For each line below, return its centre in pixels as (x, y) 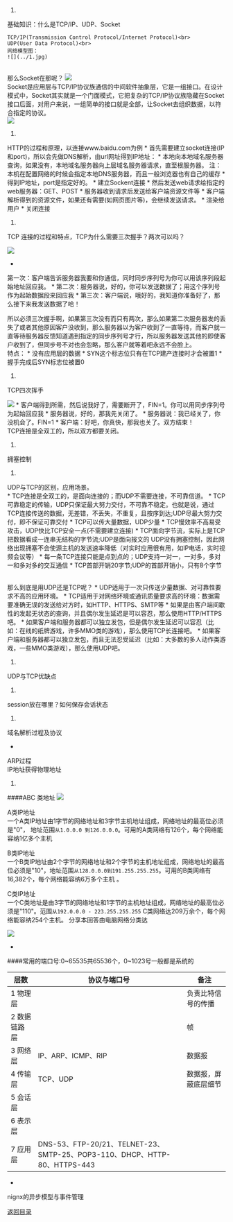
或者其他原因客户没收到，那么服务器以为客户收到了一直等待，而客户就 (119, 327)
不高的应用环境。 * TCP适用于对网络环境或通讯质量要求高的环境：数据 (113, 596)
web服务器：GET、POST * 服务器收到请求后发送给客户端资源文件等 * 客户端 (116, 191)
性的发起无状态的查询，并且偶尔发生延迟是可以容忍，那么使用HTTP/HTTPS (114, 613)
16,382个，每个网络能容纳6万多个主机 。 (65, 879)
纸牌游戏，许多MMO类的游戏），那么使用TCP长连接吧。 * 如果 (126, 631)
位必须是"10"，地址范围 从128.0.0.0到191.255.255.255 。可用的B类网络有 (109, 870)
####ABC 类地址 (31, 798)
